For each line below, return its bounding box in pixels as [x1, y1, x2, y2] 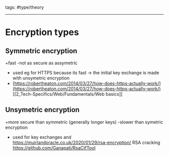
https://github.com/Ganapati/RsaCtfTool [12, 144, 96, 150]
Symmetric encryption [5, 46, 77, 55]
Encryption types [5, 27, 79, 38]
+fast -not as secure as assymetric [5, 60, 78, 66]
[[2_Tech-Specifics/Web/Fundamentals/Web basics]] [12, 91, 123, 97]
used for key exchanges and [12, 134, 71, 140]
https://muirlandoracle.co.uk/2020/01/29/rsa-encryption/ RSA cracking [12, 139, 160, 145]
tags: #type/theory [5, 5, 44, 10]
